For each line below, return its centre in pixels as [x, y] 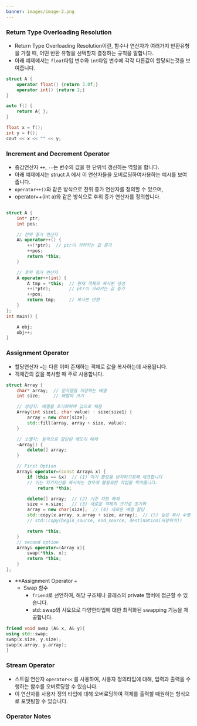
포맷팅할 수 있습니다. [45, 701]
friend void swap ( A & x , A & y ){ [45, 628]
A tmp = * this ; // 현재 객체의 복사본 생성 [76, 283]
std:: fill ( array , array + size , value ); [77, 423]
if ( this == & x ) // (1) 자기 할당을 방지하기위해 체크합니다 [95, 477]
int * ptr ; [29, 218]
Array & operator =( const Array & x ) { [62, 472]
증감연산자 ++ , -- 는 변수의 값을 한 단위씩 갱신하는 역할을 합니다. [87, 167]
